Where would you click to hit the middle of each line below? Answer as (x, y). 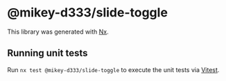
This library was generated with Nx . (58, 32)
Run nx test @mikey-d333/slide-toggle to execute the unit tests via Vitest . (113, 69)
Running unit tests (47, 53)
